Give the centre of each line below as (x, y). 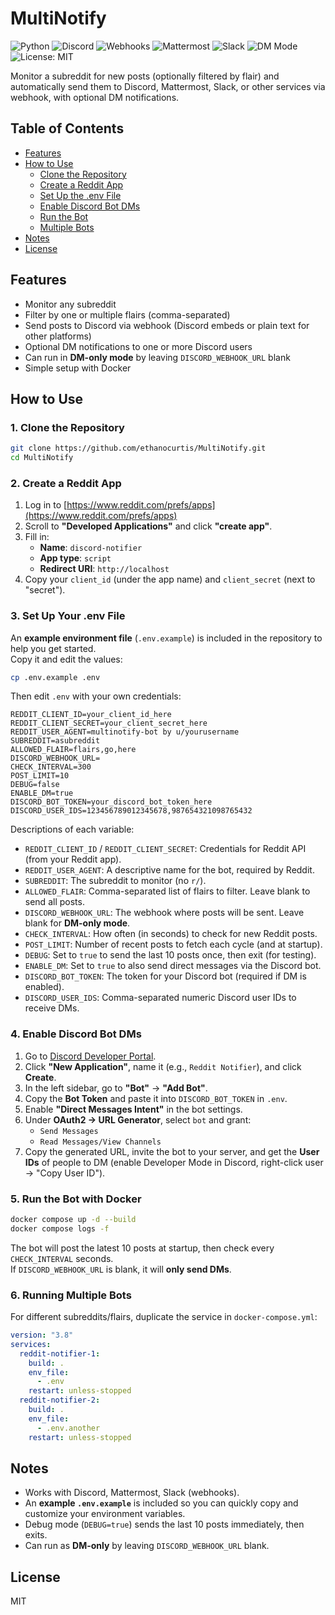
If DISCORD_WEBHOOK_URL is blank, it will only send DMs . (121, 1269)
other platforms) (58, 336)
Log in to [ (46, 505)
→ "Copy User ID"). (65, 1173)
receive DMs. (52, 1008)
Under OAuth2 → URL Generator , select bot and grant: (138, 1119)
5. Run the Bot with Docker (76, 1199)
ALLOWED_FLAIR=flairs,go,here (73, 750)
